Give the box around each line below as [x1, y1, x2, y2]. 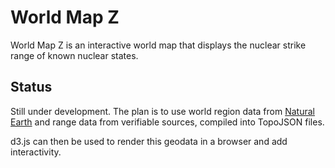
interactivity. [10, 146, 62, 158]
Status [10, 79, 53, 96]
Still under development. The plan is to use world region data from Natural [10, 105, 315, 117]
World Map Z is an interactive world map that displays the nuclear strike [10, 39, 307, 51]
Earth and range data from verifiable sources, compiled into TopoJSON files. [10, 116, 325, 128]
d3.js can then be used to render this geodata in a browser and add [10, 135, 288, 147]
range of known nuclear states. [10, 49, 139, 61]
